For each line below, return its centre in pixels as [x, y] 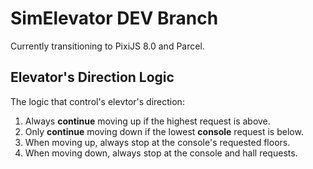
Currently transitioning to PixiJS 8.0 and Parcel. [107, 46]
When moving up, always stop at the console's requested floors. [157, 142]
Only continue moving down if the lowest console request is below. [164, 131]
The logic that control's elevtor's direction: [97, 101]
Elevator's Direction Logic [92, 77]
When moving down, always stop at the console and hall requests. [161, 153]
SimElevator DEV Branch [114, 18]
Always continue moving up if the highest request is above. [147, 121]
